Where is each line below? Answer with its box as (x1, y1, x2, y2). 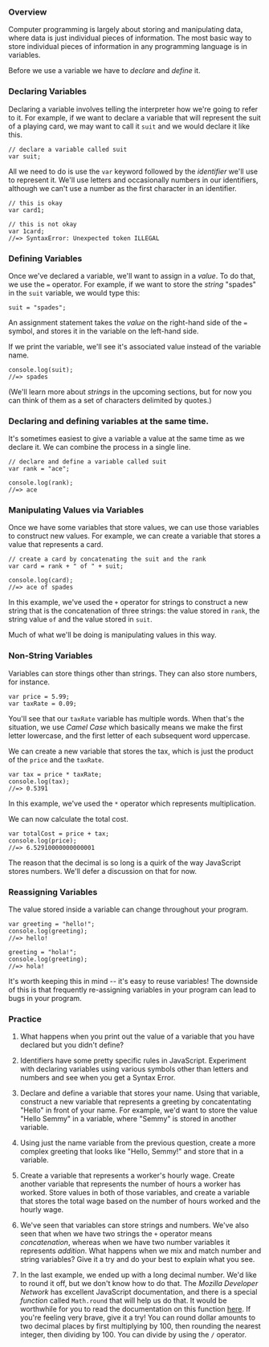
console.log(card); (8, 577, 74, 585)
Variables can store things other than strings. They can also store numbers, (8, 668, 258, 678)
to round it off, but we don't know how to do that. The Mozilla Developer (19, 1279, 259, 1288)
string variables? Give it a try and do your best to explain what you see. (19, 1255, 255, 1264)
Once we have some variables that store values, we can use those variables (8, 523, 259, 533)
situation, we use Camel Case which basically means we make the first (8, 722, 243, 732)
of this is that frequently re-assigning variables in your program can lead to (8, 985, 257, 994)
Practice (8, 1014, 42, 1024)
